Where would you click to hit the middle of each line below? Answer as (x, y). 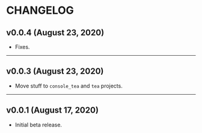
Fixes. (22, 47)
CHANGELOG (40, 10)
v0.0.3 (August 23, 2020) (55, 72)
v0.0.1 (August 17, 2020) (53, 111)
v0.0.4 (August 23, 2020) (55, 33)
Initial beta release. (38, 125)
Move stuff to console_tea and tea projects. (69, 86)
